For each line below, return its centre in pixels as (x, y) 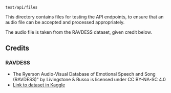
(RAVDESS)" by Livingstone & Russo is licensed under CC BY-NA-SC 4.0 (89, 79)
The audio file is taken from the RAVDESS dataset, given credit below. (79, 32)
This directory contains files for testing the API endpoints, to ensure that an (84, 17)
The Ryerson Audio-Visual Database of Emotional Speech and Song (84, 74)
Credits (17, 48)
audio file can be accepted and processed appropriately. (65, 22)
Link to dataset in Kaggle (39, 85)
